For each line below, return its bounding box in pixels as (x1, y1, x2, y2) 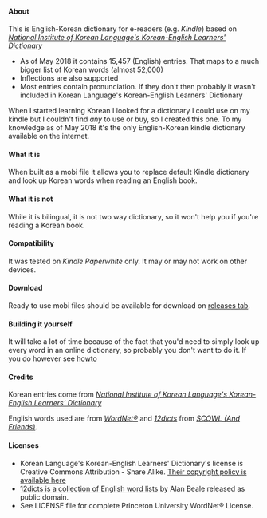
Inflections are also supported (19, 73, 119, 83)
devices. (8, 264, 37, 275)
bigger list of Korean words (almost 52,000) (19, 65, 163, 75)
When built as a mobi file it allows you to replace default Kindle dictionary (8, 168, 249, 177)
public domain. (19, 492, 69, 502)
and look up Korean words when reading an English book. (8, 176, 198, 185)
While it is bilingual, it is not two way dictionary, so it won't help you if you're (8, 212, 259, 221)
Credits (8, 372, 33, 382)
